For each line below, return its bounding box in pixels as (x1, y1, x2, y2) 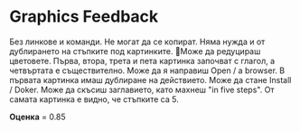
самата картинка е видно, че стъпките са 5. (9, 93, 179, 105)
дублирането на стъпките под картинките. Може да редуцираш (9, 45, 261, 56)
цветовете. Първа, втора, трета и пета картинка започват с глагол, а (9, 55, 276, 66)
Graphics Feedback (9, 6, 159, 27)
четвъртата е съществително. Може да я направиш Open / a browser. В (9, 65, 286, 76)
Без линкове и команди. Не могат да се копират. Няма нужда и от (9, 36, 266, 47)
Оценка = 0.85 (9, 111, 66, 122)
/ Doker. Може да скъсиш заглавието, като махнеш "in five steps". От (9, 84, 275, 95)
